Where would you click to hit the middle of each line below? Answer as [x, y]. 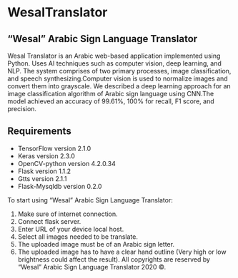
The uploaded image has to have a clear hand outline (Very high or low [122, 252]
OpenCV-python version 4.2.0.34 [67, 163]
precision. [22, 109]
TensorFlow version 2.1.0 [54, 148]
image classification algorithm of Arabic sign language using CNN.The [111, 94]
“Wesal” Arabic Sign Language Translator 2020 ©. [92, 267]
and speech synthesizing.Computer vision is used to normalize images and [118, 78]
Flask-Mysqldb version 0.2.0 [60, 186]
